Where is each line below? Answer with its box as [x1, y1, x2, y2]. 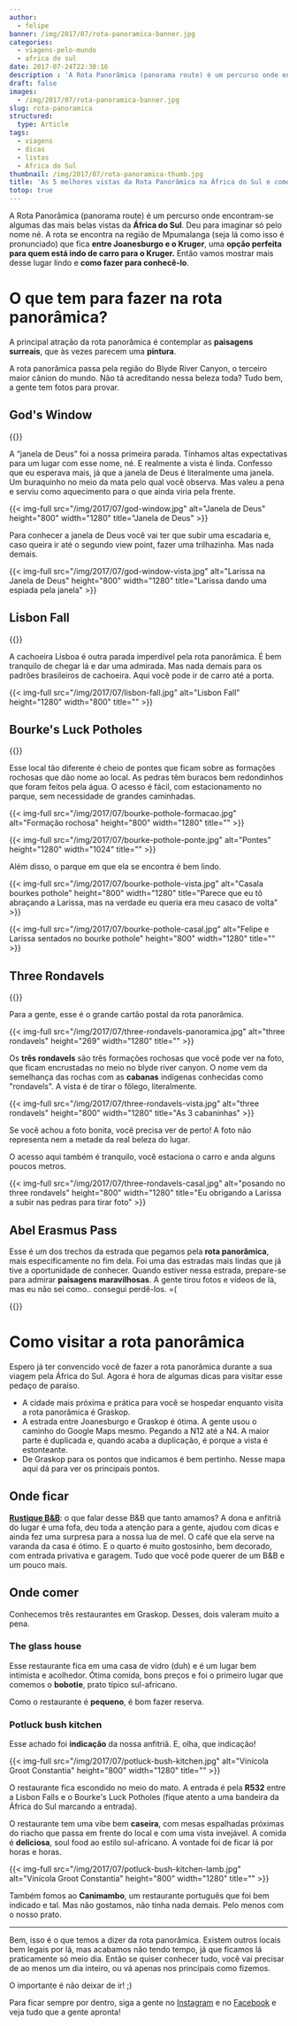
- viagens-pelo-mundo [17, 46, 97, 55]
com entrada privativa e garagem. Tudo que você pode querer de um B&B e [9, 1550, 286, 1561]
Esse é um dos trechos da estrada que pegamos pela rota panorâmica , [9, 1246, 270, 1257]
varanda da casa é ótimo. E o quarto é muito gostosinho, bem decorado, [9, 1540, 272, 1551]
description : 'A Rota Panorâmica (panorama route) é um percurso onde [9, 71, 278, 80]
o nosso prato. [9, 1909, 62, 1920]
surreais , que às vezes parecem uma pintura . [9, 346, 177, 356]
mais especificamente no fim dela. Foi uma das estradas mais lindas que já [9, 1256, 282, 1266]
